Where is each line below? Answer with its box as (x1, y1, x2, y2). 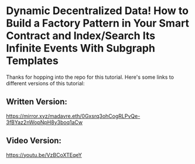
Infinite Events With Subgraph (6, 42, 155, 55)
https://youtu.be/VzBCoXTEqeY (6, 151, 82, 158)
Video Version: (6, 136, 61, 146)
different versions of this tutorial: (6, 79, 85, 86)
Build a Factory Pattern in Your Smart (6, 16, 189, 30)
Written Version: (6, 97, 67, 107)
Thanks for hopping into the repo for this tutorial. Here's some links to (6, 73, 175, 81)
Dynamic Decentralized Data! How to (6, 4, 189, 18)
